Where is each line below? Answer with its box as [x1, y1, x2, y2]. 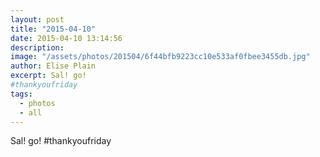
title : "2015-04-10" [10, 24, 97, 34]
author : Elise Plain [10, 61, 97, 71]
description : [10, 42, 65, 53]
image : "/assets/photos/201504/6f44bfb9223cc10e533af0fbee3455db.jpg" [10, 52, 311, 62]
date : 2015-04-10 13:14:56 [10, 33, 123, 43]
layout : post [10, 14, 65, 25]
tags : [10, 89, 33, 99]
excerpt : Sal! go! [10, 71, 87, 81]
